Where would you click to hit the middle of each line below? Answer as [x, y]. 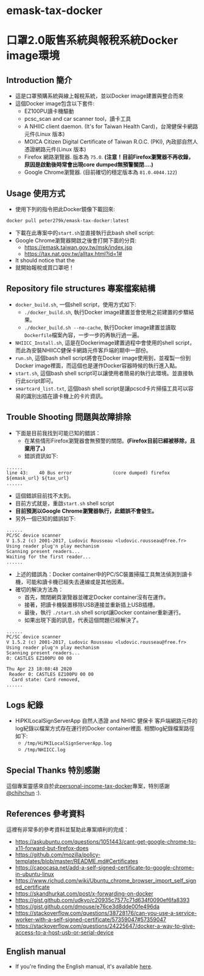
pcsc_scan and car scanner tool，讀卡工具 [78, 119]
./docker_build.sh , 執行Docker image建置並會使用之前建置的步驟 [106, 312]
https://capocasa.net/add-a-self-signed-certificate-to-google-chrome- [105, 868]
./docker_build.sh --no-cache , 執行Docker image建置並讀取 [100, 327]
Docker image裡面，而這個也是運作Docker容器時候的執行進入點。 [98, 365]
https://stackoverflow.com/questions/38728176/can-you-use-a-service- [106, 913]
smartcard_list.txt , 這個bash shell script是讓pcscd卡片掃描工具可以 [102, 388]
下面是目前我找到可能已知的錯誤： [58, 433]
